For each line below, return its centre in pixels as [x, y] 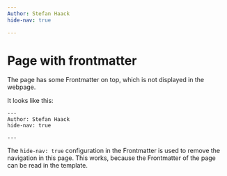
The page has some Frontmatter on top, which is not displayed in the [106, 80]
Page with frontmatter [72, 61]
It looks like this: [30, 101]
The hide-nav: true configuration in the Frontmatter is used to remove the [114, 151]
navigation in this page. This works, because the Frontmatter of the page [111, 158]
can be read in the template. [48, 166]
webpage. [22, 87]
